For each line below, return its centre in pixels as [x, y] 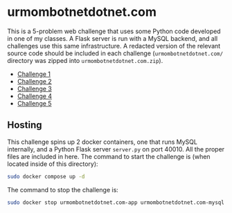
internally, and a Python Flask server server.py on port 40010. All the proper [116, 149]
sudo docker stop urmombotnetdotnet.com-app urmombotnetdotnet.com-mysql [116, 202]
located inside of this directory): [53, 164]
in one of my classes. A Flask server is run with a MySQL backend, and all [113, 38]
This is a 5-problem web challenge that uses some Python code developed [114, 31]
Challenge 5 [34, 103]
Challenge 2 [34, 81]
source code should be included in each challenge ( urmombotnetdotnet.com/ [115, 53]
